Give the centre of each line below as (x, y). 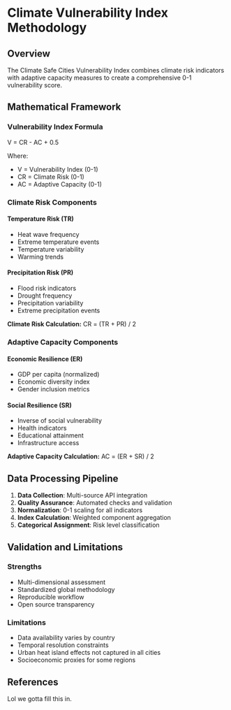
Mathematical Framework (64, 107)
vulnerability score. (35, 85)
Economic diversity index (54, 382)
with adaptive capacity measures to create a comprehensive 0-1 (99, 78)
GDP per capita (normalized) (58, 375)
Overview (29, 53)
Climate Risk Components (52, 202)
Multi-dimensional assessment (61, 582)
